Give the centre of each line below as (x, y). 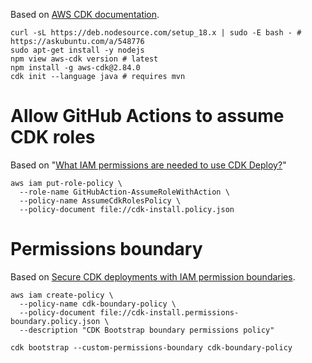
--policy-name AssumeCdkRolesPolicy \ (100, 200)
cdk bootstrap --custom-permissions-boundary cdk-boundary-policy (151, 347)
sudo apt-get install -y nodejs (77, 50)
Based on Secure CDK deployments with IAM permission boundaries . (153, 276)
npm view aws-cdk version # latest (84, 59)
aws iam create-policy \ (62, 295)
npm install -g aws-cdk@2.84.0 (75, 68)
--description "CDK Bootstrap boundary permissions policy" (147, 330)
